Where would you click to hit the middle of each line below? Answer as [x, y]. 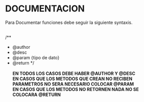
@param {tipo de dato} [36, 57]
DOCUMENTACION [45, 9]
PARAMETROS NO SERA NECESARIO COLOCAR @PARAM [73, 84]
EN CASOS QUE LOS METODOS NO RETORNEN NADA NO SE [75, 89]
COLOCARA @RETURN [37, 95]
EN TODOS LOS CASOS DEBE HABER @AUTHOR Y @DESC [74, 73]
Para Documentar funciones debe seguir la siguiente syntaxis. [69, 22]
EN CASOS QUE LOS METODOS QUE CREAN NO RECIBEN [72, 79]
